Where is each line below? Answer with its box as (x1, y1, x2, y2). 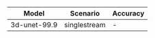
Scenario (70, 9, 100, 18)
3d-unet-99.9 (10, 20, 58, 29)
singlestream (64, 20, 106, 29)
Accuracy (112, 9, 145, 18)
